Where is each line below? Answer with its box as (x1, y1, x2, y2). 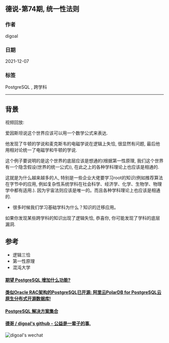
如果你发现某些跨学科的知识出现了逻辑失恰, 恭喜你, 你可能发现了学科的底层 (5, 215, 160, 221)
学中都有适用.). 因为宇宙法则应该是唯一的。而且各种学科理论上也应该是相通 (5, 187, 161, 193)
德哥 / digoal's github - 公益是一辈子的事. (5, 320, 91, 326)
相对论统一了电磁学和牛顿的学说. (9, 147, 77, 153)
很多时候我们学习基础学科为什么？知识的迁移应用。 (12, 204, 119, 211)
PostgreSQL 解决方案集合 (5, 308, 59, 314)
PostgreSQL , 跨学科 (5, 84, 47, 90)
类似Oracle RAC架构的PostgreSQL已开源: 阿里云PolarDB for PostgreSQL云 (5, 289, 162, 296)
